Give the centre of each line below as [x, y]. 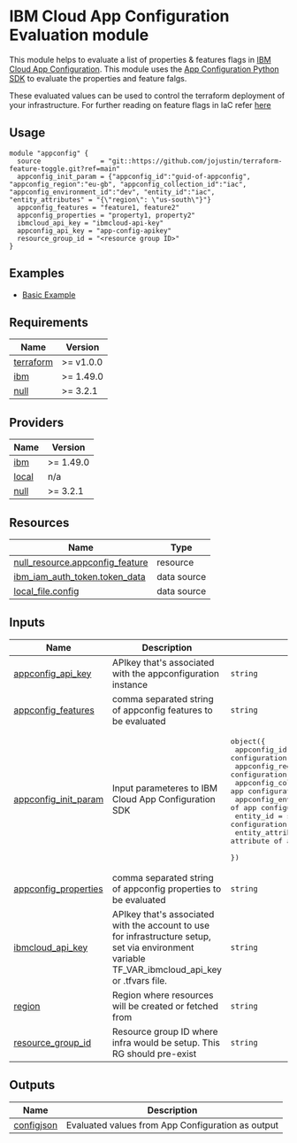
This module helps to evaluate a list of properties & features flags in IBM [140, 59]
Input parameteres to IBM [165, 788]
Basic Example [49, 295]
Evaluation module [79, 35]
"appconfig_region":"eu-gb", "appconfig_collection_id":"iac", [128, 184]
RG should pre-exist [154, 1054]
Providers [37, 422]
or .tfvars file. [140, 980]
